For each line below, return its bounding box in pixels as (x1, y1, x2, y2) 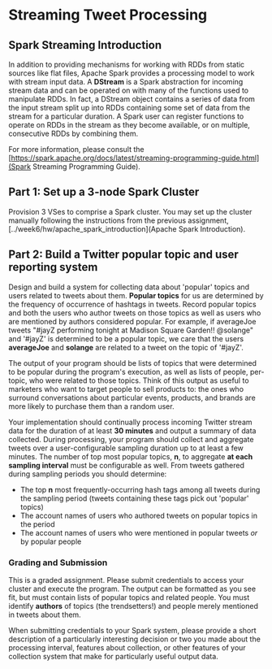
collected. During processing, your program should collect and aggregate (8, 434, 254, 444)
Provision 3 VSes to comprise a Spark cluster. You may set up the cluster (8, 206, 253, 216)
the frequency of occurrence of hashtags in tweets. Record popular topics (8, 299, 257, 309)
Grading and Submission (8, 557, 108, 568)
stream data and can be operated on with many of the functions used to (8, 85, 249, 95)
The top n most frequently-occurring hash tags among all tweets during (19, 484, 261, 494)
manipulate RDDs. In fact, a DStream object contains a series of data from (8, 94, 256, 103)
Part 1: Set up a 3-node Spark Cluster (8, 185, 200, 199)
